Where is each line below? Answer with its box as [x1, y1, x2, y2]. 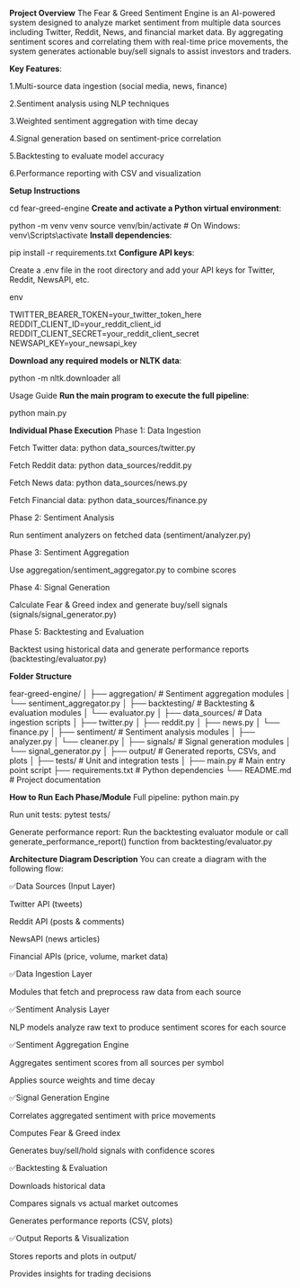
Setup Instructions [9, 185, 81, 196]
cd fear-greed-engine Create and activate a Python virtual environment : [9, 203, 282, 213]
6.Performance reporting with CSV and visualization [9, 168, 202, 178]
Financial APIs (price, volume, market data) [9, 951, 169, 961]
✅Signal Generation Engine [9, 1093, 110, 1103]
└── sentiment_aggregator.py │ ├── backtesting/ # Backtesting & [9, 698, 255, 708]
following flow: [9, 863, 64, 874]
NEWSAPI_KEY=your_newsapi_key [9, 338, 137, 348]
